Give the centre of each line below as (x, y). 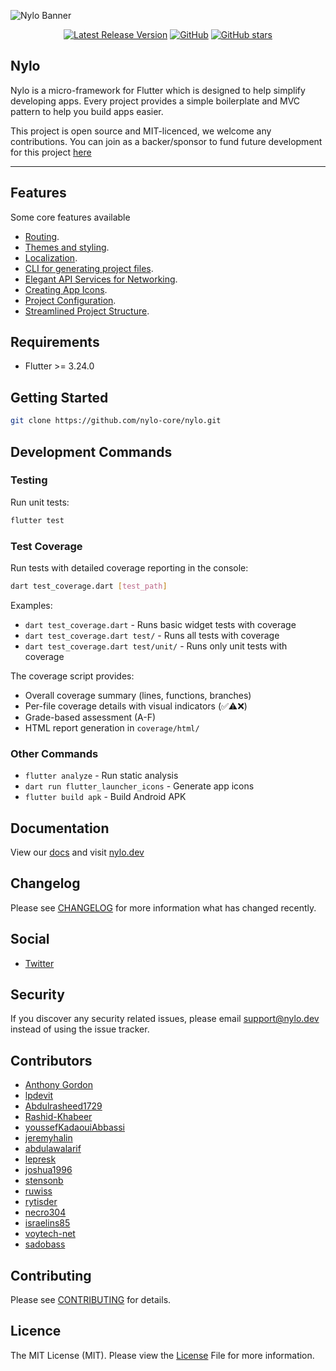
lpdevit (39, 1096)
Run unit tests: (40, 502)
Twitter (39, 963)
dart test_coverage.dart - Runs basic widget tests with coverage (160, 624)
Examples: (31, 605)
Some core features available (70, 217)
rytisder (41, 1202)
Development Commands (91, 451)
